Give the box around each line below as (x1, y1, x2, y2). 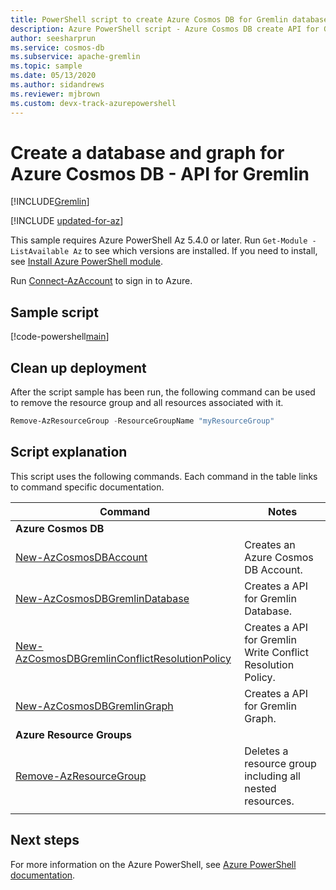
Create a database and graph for (10, 141, 285, 164)
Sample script (10, 304, 99, 321)
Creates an (244, 537, 296, 551)
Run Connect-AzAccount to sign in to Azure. (10, 275, 193, 287)
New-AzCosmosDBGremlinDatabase (15, 591, 190, 605)
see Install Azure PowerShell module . (10, 256, 164, 268)
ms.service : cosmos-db (10, 42, 105, 53)
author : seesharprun (10, 33, 97, 43)
